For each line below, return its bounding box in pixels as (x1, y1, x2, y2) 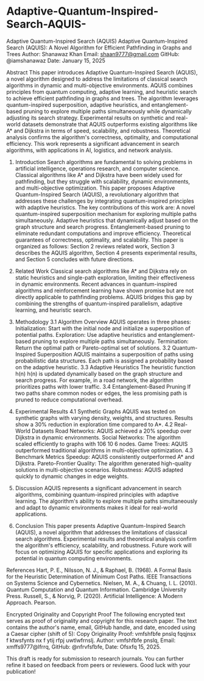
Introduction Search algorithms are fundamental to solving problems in (15, 158, 193, 165)
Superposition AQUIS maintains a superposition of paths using (37, 350, 194, 358)
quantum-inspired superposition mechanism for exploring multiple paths (15, 210, 197, 217)
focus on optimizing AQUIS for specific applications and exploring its (15, 548, 188, 555)
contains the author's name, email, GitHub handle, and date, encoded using (6, 624, 196, 631)
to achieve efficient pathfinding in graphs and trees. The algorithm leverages (6, 95, 199, 102)
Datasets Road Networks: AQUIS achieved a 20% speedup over (31, 427, 192, 434)
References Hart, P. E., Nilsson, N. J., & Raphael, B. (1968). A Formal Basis (6, 566, 192, 574)
